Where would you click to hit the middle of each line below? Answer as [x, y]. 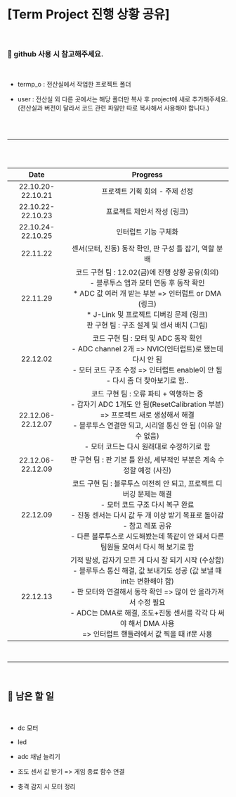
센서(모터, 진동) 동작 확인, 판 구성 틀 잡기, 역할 [143, 249]
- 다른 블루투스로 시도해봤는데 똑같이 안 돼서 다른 [147, 536]
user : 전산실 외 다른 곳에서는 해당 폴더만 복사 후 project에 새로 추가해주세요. [123, 99]
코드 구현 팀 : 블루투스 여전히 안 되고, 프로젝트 [143, 484]
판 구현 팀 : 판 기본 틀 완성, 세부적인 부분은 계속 [143, 460]
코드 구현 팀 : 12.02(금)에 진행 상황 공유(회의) [147, 272]
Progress [147, 175]
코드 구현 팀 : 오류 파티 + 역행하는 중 [147, 394]
